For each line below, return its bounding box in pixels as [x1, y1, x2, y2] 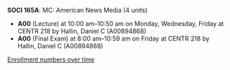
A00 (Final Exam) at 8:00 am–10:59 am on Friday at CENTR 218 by [17, 34, 210, 43]
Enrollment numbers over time [7, 55, 95, 64]
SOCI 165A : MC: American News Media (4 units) [7, 6, 148, 14]
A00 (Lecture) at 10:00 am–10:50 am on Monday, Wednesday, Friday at [17, 20, 224, 27]
